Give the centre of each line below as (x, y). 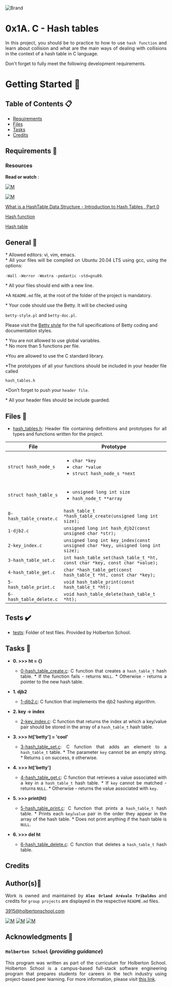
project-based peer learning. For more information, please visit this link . (81, 979)
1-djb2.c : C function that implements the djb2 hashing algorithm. (88, 701)
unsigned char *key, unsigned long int (112, 546)
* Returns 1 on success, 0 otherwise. (59, 758)
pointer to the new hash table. (52, 682)
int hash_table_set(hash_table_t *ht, (111, 558)
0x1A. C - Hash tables (52, 29)
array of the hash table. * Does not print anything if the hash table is (93, 819)
